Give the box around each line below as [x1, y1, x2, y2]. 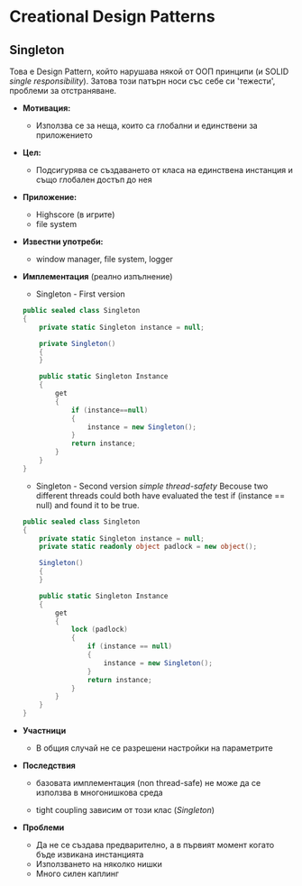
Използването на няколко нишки [35, 859, 162, 869]
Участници [22, 726, 67, 735]
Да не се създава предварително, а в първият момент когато [35, 840, 275, 850]
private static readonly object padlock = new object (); [39, 543, 258, 552]
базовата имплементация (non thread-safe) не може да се [35, 778, 261, 788]
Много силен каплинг [35, 868, 120, 879]
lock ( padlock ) [70, 625, 128, 635]
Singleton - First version [35, 288, 126, 299]
